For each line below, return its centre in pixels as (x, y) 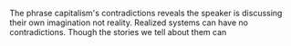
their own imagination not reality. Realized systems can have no (129, 23)
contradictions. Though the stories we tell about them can (118, 32)
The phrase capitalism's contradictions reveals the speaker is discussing (146, 13)
